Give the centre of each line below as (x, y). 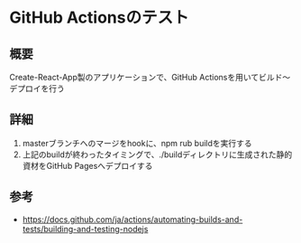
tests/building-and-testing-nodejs (85, 229)
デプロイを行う (37, 89)
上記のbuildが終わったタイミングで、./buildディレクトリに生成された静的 (157, 154)
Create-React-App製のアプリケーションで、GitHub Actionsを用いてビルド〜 (150, 77)
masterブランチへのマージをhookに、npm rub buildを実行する (137, 143)
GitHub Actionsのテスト (99, 18)
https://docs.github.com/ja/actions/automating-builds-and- (132, 219)
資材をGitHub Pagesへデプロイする (87, 165)
